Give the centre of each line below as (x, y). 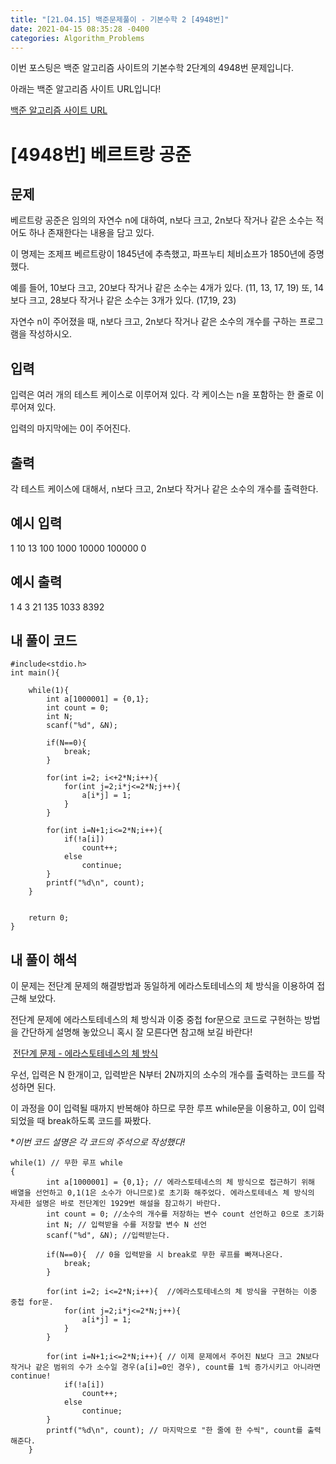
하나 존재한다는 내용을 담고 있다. (91, 233)
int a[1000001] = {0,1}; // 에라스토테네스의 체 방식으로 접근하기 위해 (181, 1182)
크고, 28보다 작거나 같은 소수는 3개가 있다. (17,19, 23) (132, 300)
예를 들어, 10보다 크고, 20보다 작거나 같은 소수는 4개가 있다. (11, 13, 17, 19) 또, (161, 288)
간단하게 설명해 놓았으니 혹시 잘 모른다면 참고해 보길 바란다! (136, 1032)
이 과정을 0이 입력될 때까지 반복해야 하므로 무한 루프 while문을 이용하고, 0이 (158, 1108)
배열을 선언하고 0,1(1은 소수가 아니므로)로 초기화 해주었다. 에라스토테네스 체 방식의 (162, 1193)
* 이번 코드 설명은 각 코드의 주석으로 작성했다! (98, 1142)
